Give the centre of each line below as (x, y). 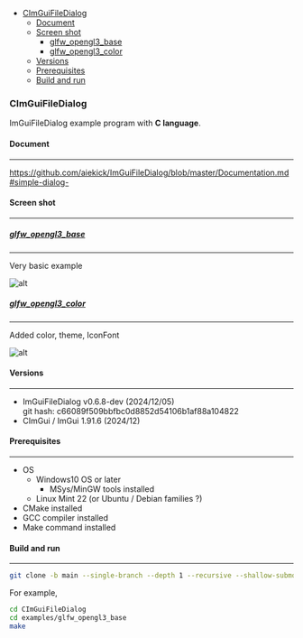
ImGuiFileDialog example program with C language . (105, 123)
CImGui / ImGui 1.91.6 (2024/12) (81, 421)
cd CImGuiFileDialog (48, 610)
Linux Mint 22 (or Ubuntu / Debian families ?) (119, 499)
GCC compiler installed (65, 518)
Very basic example (46, 265)
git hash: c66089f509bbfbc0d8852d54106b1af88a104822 (130, 411)
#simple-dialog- (39, 182)
